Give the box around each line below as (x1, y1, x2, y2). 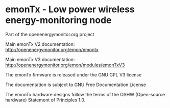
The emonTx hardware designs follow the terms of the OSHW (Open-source (5, 91, 165, 97)
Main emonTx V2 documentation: (5, 41, 75, 47)
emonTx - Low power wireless (5, 4, 135, 15)
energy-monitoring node (5, 14, 112, 26)
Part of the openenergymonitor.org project (5, 31, 94, 37)
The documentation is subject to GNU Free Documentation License (5, 82, 147, 88)
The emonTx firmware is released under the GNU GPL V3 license (5, 71, 142, 77)
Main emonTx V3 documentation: (5, 56, 75, 62)
